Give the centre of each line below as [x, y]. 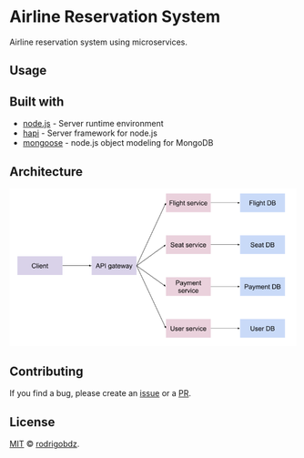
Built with [37, 102]
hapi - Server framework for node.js [90, 133]
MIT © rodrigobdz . [45, 444]
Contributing [46, 371]
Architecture [46, 172]
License [32, 422]
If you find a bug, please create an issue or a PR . [101, 393]
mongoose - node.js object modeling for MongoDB [118, 143]
